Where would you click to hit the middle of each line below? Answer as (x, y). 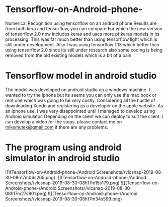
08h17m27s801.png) (26, 193)
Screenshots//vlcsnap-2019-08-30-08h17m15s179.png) (62, 183)
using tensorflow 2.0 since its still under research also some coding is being (84, 50)
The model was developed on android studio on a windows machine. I (78, 90)
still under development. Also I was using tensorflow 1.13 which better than (82, 44)
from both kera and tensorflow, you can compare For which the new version (84, 28)
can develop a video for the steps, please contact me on (64, 121)
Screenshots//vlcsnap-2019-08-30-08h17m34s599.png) (64, 199)
